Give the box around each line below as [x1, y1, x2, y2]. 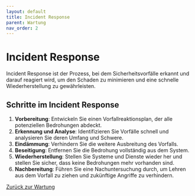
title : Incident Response [6, 14, 70, 20]
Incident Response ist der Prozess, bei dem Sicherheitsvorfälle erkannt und [6, 70, 190, 77]
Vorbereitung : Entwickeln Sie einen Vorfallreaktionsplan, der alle [14, 116, 173, 122]
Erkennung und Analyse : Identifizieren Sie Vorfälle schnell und [14, 128, 169, 135]
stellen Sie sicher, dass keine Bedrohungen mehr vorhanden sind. [14, 159, 174, 166]
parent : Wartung [6, 19, 46, 25]
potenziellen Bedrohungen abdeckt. [14, 122, 102, 129]
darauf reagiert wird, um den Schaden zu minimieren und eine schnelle [6, 76, 179, 83]
